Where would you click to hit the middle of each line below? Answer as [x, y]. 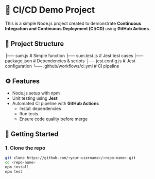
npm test [14, 171]
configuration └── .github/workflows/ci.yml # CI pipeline [62, 66]
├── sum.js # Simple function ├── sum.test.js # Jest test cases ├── [74, 55]
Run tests [29, 113]
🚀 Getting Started [32, 134]
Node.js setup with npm [36, 93]
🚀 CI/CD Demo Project [50, 10]
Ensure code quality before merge [53, 119]
